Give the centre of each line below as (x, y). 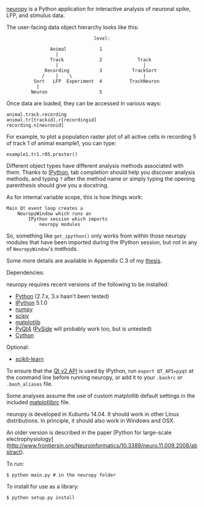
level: (102, 39)
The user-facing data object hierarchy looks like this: (73, 27)
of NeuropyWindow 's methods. (42, 249)
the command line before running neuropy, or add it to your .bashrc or (95, 377)
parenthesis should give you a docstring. (57, 185)
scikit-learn (29, 359)
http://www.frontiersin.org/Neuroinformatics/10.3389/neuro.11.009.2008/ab (103, 445)
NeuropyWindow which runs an (54, 214)
